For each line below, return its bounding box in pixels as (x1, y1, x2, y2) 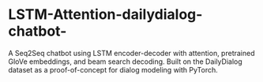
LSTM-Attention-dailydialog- (8, 6, 203, 24)
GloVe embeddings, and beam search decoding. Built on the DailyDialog (8, 57, 242, 66)
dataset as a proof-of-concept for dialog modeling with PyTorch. (8, 65, 219, 74)
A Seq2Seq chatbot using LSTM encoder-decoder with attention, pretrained (8, 48, 255, 58)
